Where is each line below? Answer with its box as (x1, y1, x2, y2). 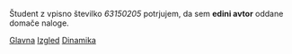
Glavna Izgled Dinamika (9, 35, 97, 45)
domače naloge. (9, 18, 69, 28)
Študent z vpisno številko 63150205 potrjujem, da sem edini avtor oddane (9, 9, 284, 19)
